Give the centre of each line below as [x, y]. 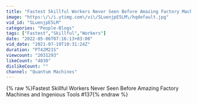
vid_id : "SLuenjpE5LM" [34, 22]
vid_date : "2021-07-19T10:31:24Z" [48, 45]
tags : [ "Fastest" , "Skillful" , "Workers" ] [56, 33]
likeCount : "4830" [28, 61]
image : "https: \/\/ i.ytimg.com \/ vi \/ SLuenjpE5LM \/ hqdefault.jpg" [87, 17]
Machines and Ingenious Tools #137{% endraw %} [67, 95]
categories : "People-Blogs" [40, 28]
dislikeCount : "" [27, 66]
